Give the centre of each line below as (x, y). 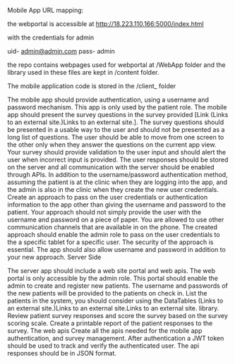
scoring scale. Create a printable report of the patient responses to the (110, 323)
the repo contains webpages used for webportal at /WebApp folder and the (116, 65)
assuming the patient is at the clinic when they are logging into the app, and (117, 182)
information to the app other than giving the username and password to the (116, 205)
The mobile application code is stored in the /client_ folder (92, 86)
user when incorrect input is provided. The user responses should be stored (118, 159)
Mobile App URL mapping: (46, 10)
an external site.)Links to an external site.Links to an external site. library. (113, 308)
